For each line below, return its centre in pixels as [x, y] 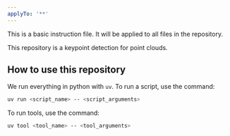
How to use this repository [67, 70]
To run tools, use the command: [54, 113]
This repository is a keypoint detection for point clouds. [87, 47]
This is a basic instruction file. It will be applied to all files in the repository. [115, 34]
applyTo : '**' [28, 14]
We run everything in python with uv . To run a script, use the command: [111, 87]
